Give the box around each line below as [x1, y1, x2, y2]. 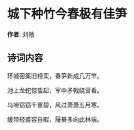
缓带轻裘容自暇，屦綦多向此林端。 [7, 115, 103, 123]
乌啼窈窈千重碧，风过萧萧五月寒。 [7, 101, 103, 109]
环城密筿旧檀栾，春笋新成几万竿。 [7, 71, 103, 79]
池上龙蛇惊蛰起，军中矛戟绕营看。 [7, 86, 103, 94]
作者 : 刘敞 [7, 30, 35, 38]
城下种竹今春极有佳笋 [7, 6, 128, 22]
